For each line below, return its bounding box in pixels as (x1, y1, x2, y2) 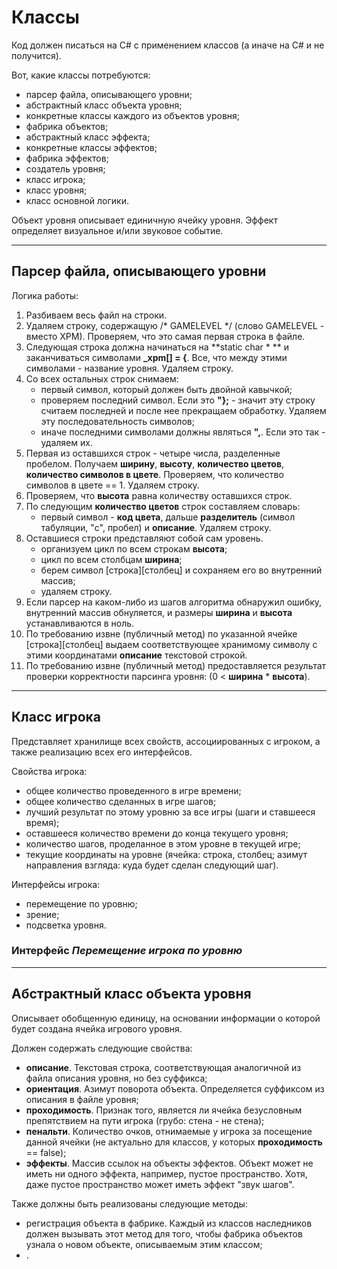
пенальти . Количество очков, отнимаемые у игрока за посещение (25, 1125, 313, 1137)
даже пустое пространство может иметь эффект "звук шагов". (25, 1178, 295, 1190)
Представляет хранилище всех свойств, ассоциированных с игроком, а (11, 735, 321, 747)
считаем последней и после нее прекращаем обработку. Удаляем (40, 404, 327, 416)
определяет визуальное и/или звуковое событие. (11, 224, 224, 236)
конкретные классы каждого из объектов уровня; (25, 109, 241, 121)
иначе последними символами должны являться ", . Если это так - (40, 426, 326, 438)
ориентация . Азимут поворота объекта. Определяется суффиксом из (25, 1082, 325, 1095)
